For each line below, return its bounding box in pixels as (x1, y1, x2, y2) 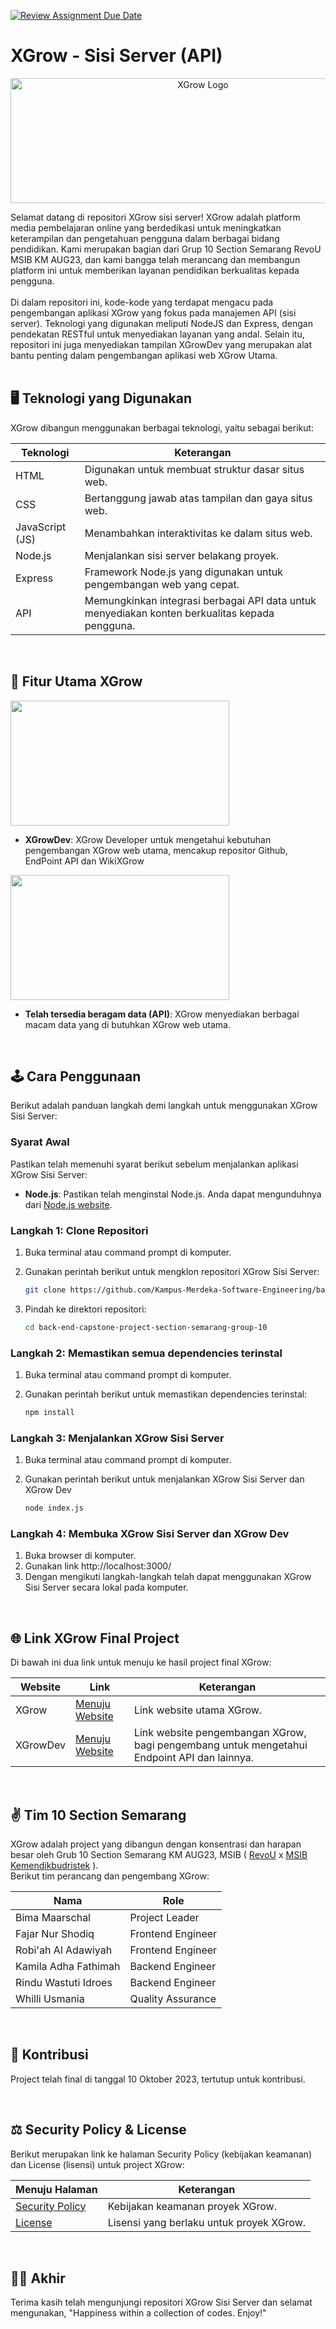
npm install (24, 1408, 75, 1418)
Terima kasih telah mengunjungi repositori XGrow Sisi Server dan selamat (10, 2296, 313, 2309)
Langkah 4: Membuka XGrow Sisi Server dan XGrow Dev (10, 1526, 290, 1540)
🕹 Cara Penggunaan (10, 1068, 142, 1085)
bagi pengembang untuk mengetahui (133, 1738, 308, 1752)
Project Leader (129, 1910, 200, 1924)
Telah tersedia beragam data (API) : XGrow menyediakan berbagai (24, 1008, 300, 1020)
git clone (24, 1285, 67, 1295)
